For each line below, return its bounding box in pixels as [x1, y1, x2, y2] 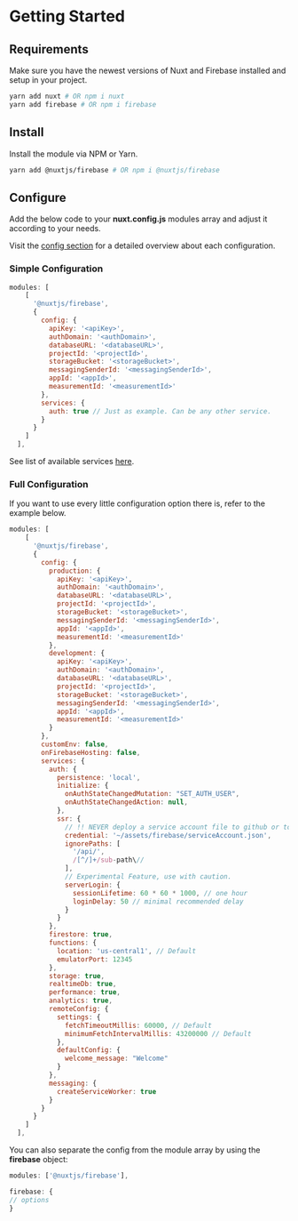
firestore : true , [48, 930, 114, 939]
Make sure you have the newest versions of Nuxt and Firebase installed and [9, 65, 286, 76]
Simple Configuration [9, 262, 104, 275]
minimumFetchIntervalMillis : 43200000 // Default [65, 1029, 252, 1038]
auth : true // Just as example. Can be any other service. [48, 406, 272, 415]
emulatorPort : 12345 [56, 954, 133, 964]
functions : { [48, 938, 98, 948]
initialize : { [56, 781, 109, 791]
